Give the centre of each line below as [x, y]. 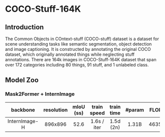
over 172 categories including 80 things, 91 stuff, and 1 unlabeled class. [77, 65]
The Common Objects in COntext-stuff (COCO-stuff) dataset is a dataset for [82, 39]
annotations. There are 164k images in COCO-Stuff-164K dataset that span [81, 59]
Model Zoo [22, 80]
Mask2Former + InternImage [40, 94]
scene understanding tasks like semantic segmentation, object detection [79, 44]
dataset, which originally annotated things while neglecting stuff [70, 54]
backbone [23, 110]
